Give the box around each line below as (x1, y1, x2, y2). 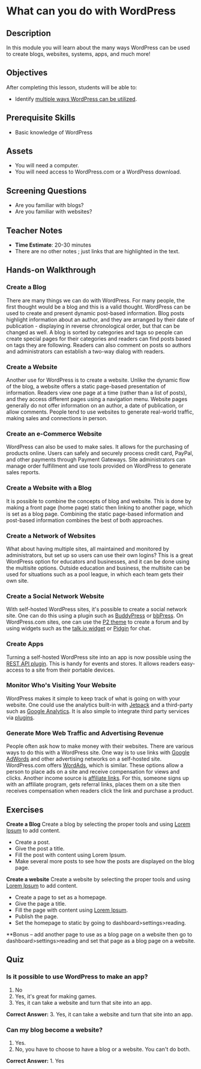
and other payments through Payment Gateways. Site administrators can (6, 456, 186, 463)
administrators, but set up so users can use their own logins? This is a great (6, 551, 193, 559)
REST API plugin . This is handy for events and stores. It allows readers (6, 660, 180, 667)
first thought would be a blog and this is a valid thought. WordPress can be (6, 303, 191, 310)
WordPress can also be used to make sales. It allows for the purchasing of (6, 443, 190, 451)
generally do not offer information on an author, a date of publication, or (6, 402, 184, 409)
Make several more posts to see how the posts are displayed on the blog (14, 857, 195, 865)
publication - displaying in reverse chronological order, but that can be (6, 322, 180, 330)
